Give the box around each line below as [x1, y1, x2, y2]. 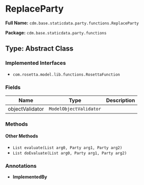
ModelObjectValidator [49, 106, 101, 112]
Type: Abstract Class [5, 44, 74, 53]
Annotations [5, 162, 37, 169]
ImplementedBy [12, 174, 47, 180]
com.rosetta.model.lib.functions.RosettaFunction [12, 72, 121, 77]
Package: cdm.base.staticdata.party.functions [5, 29, 107, 35]
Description [106, 97, 135, 104]
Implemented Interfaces [5, 59, 66, 66]
